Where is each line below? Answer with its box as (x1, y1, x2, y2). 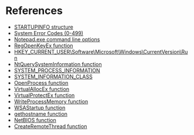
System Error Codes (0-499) (13, 29, 83, 36)
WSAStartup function (13, 104, 66, 111)
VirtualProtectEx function (13, 92, 75, 99)
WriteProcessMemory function (13, 98, 89, 105)
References (5, 4, 63, 18)
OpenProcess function (13, 79, 69, 86)
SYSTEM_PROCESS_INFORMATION (13, 67, 100, 74)
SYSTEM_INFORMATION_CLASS (13, 73, 93, 80)
